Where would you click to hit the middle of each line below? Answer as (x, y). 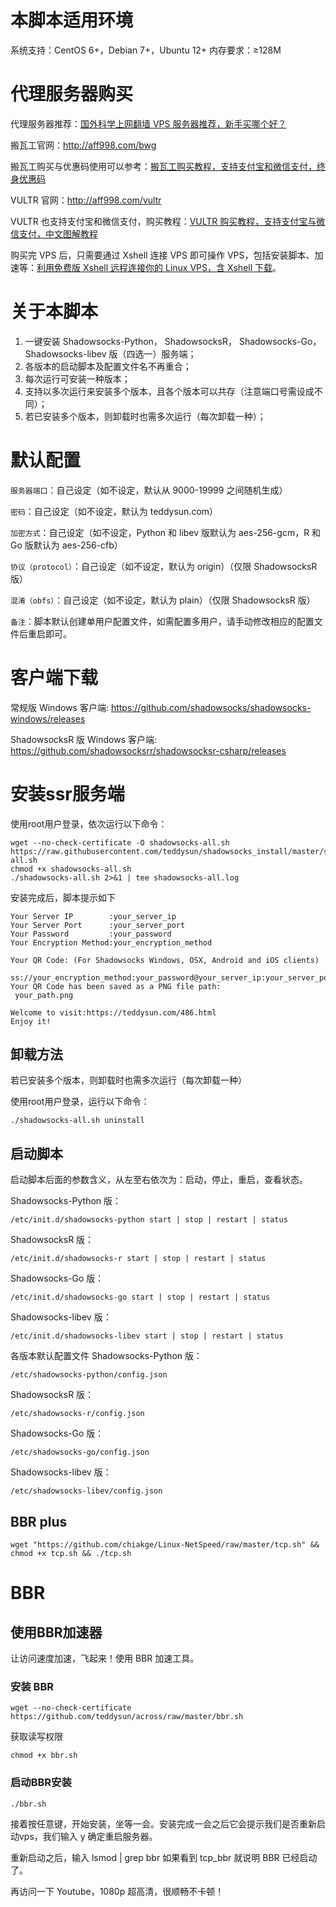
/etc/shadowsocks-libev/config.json (86, 1491)
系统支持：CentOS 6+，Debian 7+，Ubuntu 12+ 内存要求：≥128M (146, 50)
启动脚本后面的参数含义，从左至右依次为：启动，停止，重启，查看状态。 (159, 1180)
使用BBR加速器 (56, 1632)
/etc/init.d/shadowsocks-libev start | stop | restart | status (147, 1336)
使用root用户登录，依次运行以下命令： (89, 823)
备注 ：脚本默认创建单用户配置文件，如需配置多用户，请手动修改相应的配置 (162, 621)
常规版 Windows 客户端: (59, 707)
